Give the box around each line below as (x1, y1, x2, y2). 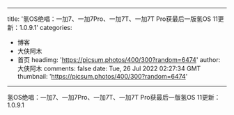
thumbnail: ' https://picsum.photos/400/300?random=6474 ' (17, 72, 188, 80)
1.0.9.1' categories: (19, 24, 72, 31)
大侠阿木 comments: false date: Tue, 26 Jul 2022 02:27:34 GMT (17, 64, 201, 72)
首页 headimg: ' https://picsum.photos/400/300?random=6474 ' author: (17, 56, 221, 63)
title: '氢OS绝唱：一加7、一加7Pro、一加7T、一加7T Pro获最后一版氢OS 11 (7, 15, 218, 23)
